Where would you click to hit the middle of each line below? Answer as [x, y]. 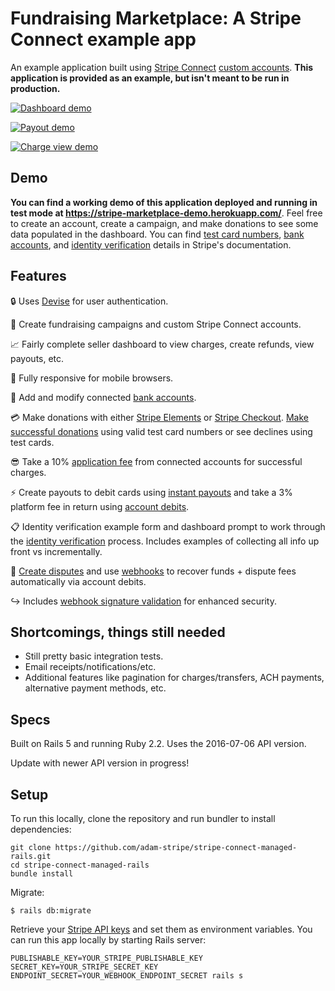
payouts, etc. [37, 358]
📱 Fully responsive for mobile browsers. [92, 378]
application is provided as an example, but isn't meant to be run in [150, 78]
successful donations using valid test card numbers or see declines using [161, 431]
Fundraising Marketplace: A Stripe [156, 18]
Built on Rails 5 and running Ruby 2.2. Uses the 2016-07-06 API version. [158, 744]
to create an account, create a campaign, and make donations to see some [164, 223]
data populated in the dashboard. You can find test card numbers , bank [157, 234]
